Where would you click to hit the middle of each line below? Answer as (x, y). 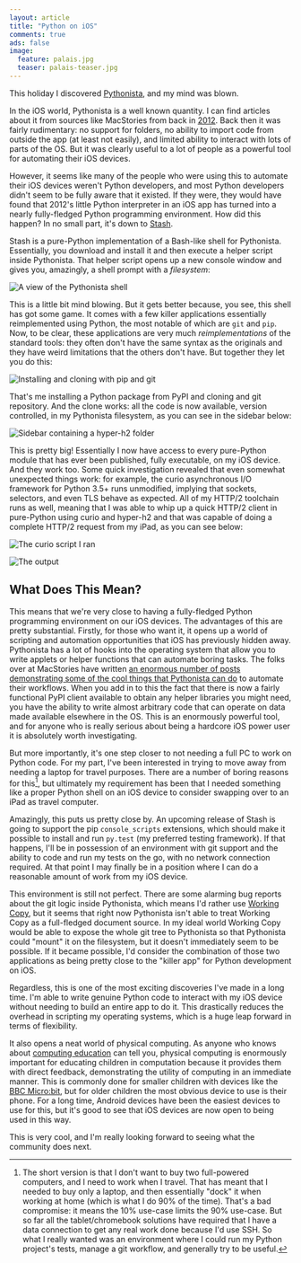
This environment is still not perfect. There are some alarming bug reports (146, 894)
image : (21, 51)
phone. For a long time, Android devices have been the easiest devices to (145, 1100)
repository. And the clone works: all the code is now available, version (138, 406)
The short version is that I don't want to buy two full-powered (135, 1172)
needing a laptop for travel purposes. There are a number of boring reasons (149, 772)
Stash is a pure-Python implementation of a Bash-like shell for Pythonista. (146, 241)
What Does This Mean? (75, 590)
